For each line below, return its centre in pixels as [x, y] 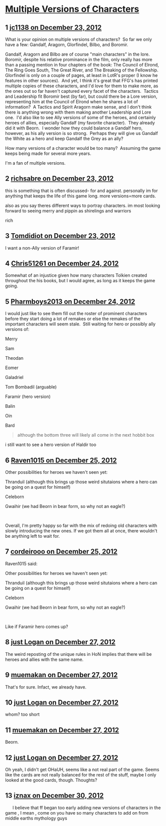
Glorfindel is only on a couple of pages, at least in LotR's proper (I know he [82, 75]
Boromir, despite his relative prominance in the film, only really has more [79, 60]
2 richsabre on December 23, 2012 [59, 179]
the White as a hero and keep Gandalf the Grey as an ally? [64, 138]
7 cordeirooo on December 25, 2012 [61, 552]
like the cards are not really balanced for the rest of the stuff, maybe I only [81, 774]
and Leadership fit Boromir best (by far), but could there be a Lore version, [81, 96]
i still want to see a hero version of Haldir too [51, 445]
